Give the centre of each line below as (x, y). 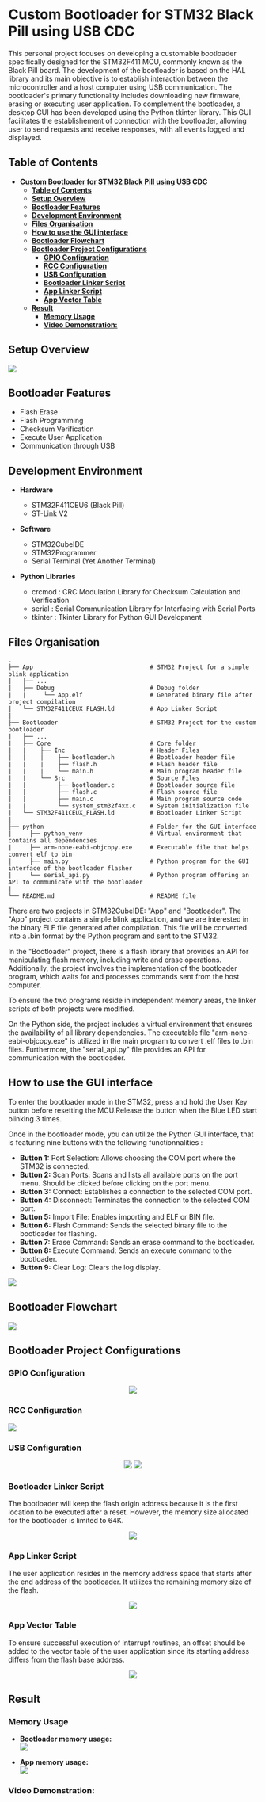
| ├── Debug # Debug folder (104, 688)
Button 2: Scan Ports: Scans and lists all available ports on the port (129, 1174)
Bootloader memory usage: (66, 1739)
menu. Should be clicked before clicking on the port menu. (115, 1183)
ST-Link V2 (50, 513)
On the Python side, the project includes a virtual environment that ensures (131, 1024)
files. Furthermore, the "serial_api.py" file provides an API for (107, 1049)
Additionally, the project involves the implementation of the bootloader (123, 968)
